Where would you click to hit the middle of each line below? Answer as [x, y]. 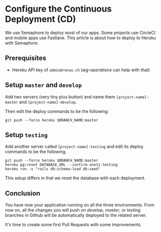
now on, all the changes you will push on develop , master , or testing [73, 210]
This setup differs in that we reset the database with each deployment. [75, 178]
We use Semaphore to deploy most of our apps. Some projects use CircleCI [80, 32]
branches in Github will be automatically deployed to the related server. [76, 215]
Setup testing [26, 135]
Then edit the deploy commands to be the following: [57, 111]
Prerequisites [26, 58]
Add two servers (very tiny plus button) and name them [60, 97]
